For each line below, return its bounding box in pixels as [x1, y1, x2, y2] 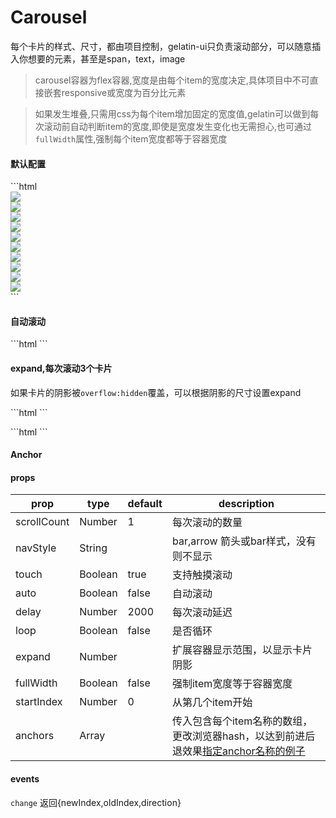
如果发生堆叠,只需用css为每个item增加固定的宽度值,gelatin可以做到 [34, 107, 311, 120]
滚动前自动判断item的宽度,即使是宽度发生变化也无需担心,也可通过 [43, 120, 313, 132]
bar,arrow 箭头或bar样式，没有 [171, 534, 317, 548]
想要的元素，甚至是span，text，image [27, 52, 186, 65]
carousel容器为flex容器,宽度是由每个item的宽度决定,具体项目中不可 [34, 74, 310, 86]
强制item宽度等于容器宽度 [171, 677, 293, 691]
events [10, 772, 40, 785]
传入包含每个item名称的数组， [171, 714, 313, 728]
